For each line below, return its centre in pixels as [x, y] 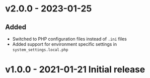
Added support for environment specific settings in [65, 44]
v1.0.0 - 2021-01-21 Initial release [75, 70]
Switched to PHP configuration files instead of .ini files [70, 39]
